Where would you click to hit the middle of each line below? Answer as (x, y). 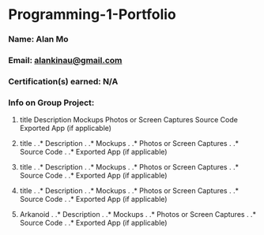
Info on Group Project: (51, 103)
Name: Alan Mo (38, 39)
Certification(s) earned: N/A (63, 81)
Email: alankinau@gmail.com (65, 61)
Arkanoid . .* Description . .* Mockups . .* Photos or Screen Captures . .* (138, 214)
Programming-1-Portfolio (92, 15)
